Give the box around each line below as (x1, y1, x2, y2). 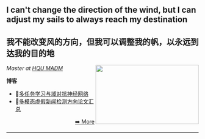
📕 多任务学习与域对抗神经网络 (15, 90, 88, 98)
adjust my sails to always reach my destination (6, 15, 188, 25)
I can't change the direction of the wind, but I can (6, 5, 196, 15)
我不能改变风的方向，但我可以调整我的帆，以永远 (6, 37, 191, 47)
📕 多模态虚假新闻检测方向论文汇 (15, 98, 94, 105)
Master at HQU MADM (6, 65, 63, 72)
